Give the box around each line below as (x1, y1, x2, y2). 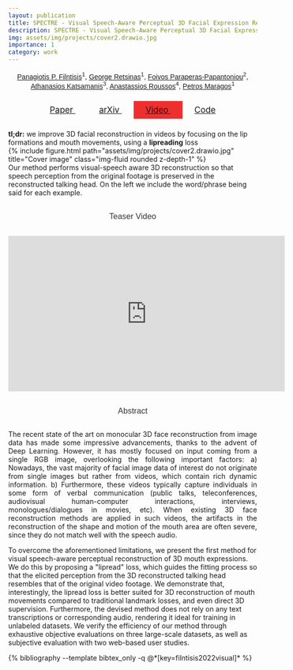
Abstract (117, 405, 148, 416)
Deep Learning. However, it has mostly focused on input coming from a (8, 446, 257, 456)
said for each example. (8, 188, 83, 198)
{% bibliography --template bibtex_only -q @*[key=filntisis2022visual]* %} (8, 653, 253, 663)
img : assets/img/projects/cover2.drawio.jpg (8, 33, 157, 42)
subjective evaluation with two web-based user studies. (8, 638, 190, 648)
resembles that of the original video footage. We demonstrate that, (8, 579, 225, 589)
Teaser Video (109, 211, 156, 221)
